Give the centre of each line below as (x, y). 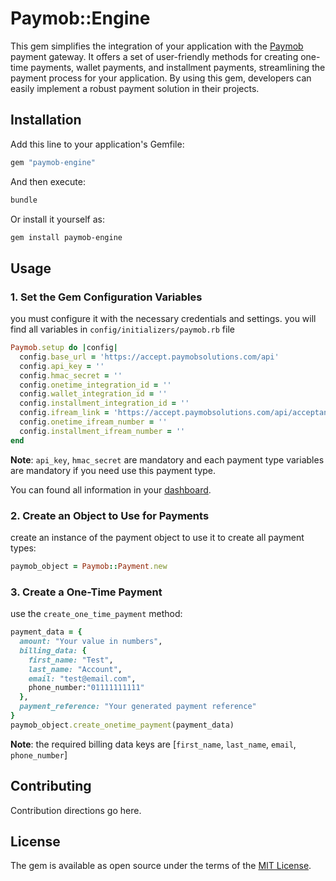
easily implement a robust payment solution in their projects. (135, 88)
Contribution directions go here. (76, 810)
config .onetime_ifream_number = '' (93, 422)
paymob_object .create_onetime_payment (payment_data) (122, 725)
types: (23, 548)
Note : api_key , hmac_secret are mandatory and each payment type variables (167, 459)
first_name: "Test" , (71, 660)
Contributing (51, 786)
